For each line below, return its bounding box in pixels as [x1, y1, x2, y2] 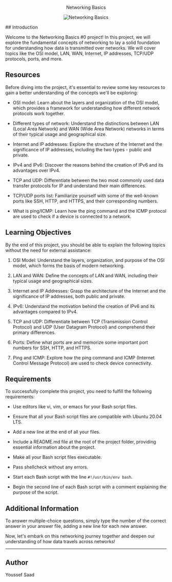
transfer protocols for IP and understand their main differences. [12, 183, 147, 189]
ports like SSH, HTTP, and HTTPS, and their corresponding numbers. [12, 198, 159, 204]
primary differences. [12, 329, 56, 335]
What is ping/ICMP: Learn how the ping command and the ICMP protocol [12, 208, 166, 214]
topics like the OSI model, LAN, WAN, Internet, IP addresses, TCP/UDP [5, 51, 154, 56]
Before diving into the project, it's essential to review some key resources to [5, 84, 165, 90]
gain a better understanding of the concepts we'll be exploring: [5, 89, 138, 96]
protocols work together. [12, 110, 65, 117]
